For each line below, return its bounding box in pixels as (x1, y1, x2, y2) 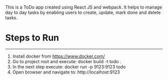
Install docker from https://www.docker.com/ (12, 53, 105, 59)
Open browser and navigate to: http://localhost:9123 (12, 69, 120, 75)
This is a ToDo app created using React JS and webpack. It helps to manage (5, 4, 162, 10)
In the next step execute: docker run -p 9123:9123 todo (12, 64, 126, 70)
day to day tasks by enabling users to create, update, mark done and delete (5, 9, 161, 15)
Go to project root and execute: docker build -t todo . (12, 58, 121, 64)
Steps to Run (5, 32, 59, 44)
